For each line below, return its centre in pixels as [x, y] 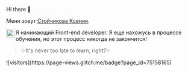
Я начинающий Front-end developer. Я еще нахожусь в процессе [99, 32]
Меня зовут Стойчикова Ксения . [48, 21]
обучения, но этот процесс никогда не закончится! [82, 39]
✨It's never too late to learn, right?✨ [66, 50]
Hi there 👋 [19, 9]
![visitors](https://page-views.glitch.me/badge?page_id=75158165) [89, 62]
